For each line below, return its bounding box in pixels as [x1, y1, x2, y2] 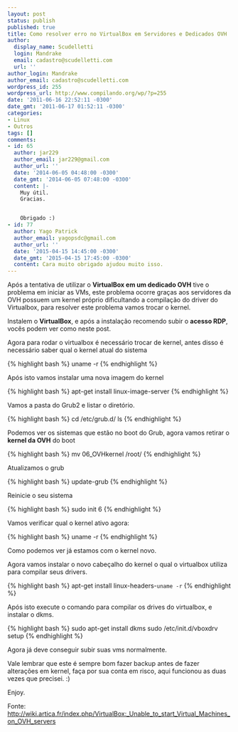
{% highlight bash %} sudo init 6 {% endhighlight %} [7, 505, 162, 514]
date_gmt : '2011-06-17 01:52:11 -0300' [7, 103, 126, 110]
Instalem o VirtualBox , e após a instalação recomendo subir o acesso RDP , [7, 317, 228, 326]
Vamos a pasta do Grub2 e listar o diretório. [7, 401, 135, 410]
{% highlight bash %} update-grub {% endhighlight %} [7, 477, 168, 486]
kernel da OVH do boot [7, 436, 76, 445]
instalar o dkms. [7, 610, 55, 619]
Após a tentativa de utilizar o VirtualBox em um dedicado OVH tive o [7, 280, 210, 289]
